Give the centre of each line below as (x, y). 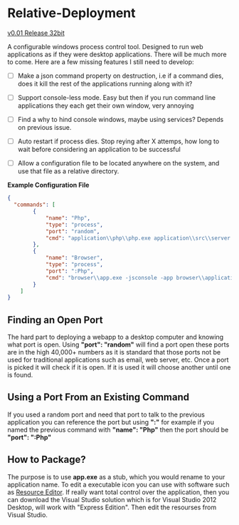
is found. (20, 375)
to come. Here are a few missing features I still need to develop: (101, 61)
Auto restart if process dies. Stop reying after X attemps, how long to (118, 141)
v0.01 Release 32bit (36, 33)
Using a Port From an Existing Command (99, 397)
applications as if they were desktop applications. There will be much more (117, 54)
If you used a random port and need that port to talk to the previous (106, 414)
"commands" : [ (34, 205)
